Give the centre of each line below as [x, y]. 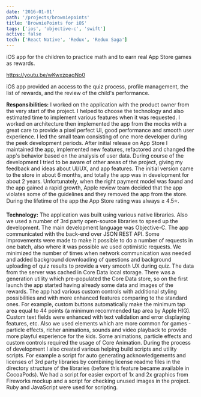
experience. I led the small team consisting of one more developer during [97, 137]
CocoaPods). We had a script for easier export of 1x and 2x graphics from [97, 374]
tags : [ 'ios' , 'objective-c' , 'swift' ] [56, 29]
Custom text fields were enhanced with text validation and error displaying [98, 317]
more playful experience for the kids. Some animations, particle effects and [99, 336]
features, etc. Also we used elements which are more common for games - [99, 323]
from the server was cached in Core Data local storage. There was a [91, 272]
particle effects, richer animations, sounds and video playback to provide [97, 330]
